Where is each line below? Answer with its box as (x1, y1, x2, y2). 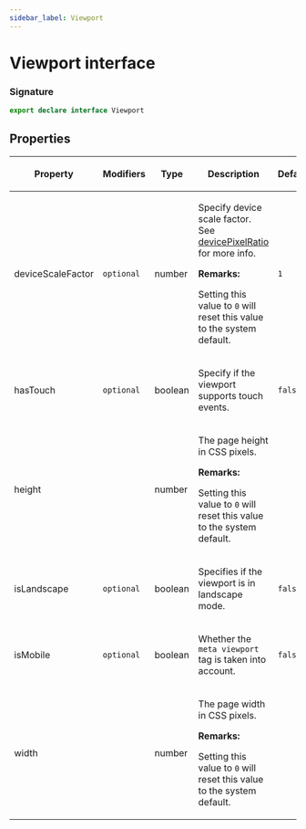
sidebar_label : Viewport (9, 13, 104, 23)
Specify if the (198, 366, 256, 379)
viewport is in (198, 576, 256, 589)
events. (198, 401, 229, 414)
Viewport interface (9, 52, 156, 73)
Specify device (198, 201, 262, 214)
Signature (9, 85, 55, 98)
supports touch (198, 389, 264, 402)
